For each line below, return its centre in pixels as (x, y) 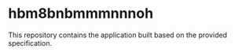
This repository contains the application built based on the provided (118, 35)
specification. (30, 43)
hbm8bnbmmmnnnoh (81, 14)
